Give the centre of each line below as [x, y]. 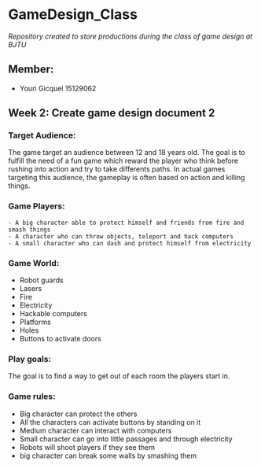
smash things [29, 230]
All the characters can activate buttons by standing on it [110, 422]
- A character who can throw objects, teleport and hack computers [121, 236]
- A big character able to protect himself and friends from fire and [126, 223]
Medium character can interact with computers [96, 430]
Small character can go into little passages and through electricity [126, 439]
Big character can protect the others [78, 414]
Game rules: [32, 396]
